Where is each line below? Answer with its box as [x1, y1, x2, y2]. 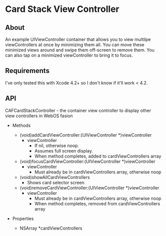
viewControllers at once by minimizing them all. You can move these [5, 42, 145, 48]
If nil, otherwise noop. [34, 143, 79, 149]
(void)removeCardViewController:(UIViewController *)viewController [19, 185, 160, 191]
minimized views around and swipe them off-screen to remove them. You [5, 47, 155, 53]
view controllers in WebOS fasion [5, 113, 73, 119]
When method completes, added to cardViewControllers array [34, 153, 162, 159]
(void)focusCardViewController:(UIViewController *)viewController [19, 158, 156, 164]
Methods [12, 122, 31, 128]
